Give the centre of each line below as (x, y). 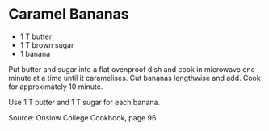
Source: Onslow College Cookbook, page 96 (82, 117)
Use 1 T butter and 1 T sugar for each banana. (84, 102)
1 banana (35, 53)
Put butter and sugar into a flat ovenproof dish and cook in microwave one (132, 69)
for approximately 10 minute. (56, 87)
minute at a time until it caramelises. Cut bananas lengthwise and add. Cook (134, 78)
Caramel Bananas (69, 14)
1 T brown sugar (47, 44)
